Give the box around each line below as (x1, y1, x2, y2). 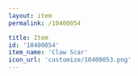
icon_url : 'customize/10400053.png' (8, 56, 132, 64)
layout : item (8, 11, 52, 20)
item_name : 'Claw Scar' (8, 49, 89, 57)
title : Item (8, 34, 48, 42)
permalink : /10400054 (8, 19, 82, 27)
